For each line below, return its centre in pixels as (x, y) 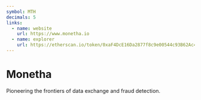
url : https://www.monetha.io (53, 34)
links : (14, 23)
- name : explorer (33, 39)
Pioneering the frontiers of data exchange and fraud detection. (83, 90)
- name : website (32, 28)
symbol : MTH (21, 12)
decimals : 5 (21, 17)
